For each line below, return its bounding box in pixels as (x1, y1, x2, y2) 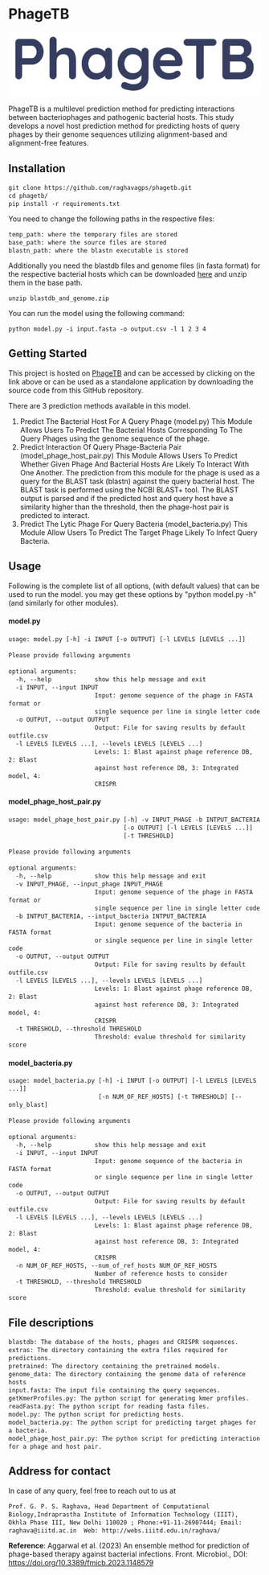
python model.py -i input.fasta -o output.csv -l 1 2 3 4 (8, 325, 206, 334)
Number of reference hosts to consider (94, 1270, 228, 1278)
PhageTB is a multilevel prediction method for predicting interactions (8, 104, 235, 113)
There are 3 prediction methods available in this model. (8, 401, 191, 410)
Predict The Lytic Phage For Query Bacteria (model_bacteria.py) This (19, 519, 248, 528)
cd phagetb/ (8, 192, 48, 200)
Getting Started (8, 347, 88, 360)
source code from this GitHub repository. (8, 385, 144, 395)
